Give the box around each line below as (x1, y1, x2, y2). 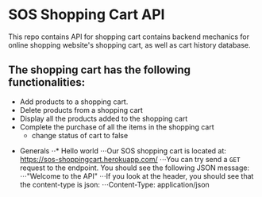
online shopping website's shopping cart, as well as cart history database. (8, 40, 252, 49)
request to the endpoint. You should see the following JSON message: (19, 163, 250, 172)
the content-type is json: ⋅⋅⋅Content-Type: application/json (19, 180, 210, 189)
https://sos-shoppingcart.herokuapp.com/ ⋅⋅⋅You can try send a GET (19, 154, 241, 164)
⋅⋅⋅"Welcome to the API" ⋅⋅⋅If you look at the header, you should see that (19, 171, 254, 180)
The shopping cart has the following (8, 64, 191, 77)
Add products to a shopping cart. (19, 97, 129, 106)
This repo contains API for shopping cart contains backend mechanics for (8, 32, 250, 41)
